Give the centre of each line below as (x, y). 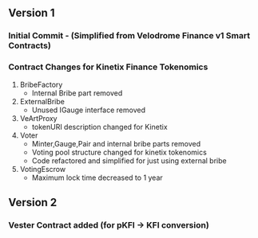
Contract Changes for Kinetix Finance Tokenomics (108, 67)
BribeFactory (41, 84)
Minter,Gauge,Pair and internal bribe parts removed (116, 143)
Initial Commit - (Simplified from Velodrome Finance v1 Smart (129, 36)
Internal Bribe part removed (77, 93)
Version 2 (33, 203)
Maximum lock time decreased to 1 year (97, 178)
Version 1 (32, 13)
